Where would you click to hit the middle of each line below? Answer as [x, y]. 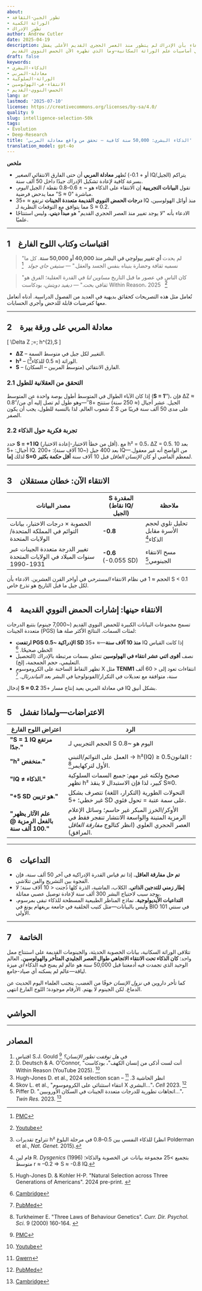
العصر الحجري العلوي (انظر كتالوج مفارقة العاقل [129, 825]
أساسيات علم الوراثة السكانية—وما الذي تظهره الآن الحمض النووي [111, 51]
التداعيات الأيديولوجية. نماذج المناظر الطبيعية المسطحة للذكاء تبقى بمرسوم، [99, 900]
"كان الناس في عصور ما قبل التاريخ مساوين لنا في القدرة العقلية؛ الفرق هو [104, 278]
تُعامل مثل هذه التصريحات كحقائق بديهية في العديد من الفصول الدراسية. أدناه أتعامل [100, 296]
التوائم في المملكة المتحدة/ [44, 531]
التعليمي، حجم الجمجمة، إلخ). [48, 662]
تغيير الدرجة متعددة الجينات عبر [49, 549]
